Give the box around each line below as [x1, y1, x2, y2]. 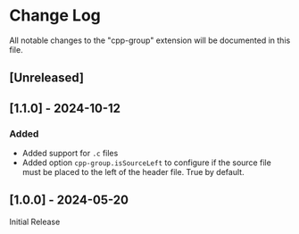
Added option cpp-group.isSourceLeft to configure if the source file [21, 157, 272, 168]
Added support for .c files [21, 148, 119, 159]
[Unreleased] [9, 71, 85, 86]
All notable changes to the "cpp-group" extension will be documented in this [9, 35, 291, 46]
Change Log [9, 5, 101, 26]
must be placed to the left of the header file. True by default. [21, 167, 245, 178]
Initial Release [9, 216, 61, 227]
